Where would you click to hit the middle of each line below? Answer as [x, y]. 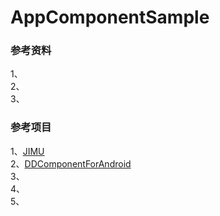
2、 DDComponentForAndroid [71, 163]
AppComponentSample [110, 17]
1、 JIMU [27, 151]
